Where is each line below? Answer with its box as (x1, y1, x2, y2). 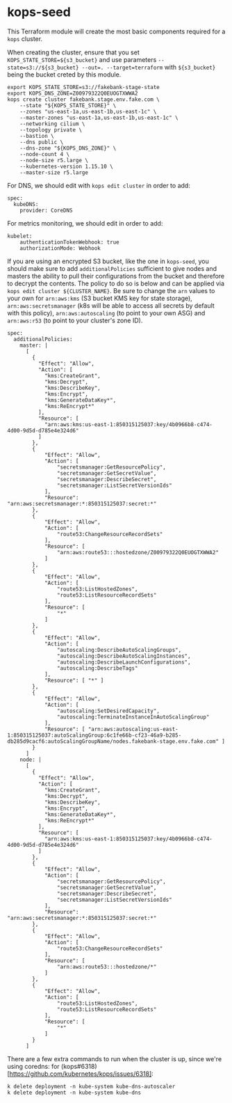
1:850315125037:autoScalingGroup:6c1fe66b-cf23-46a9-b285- (7, 732, 182, 739)
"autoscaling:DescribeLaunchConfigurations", (56, 659, 191, 666)
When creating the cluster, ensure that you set (7, 48, 140, 56)
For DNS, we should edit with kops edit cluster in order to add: (7, 181, 191, 189)
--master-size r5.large (19, 169, 89, 176)
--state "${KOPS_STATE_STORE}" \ (19, 102, 117, 109)
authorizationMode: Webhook (19, 244, 101, 251)
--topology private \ (19, 126, 82, 133)
